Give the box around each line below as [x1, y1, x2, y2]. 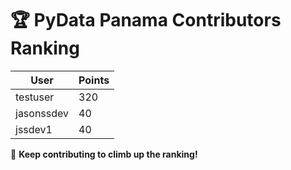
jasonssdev [15, 106, 70, 120]
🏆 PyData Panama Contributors [10, 9, 282, 32]
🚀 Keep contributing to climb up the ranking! [10, 148, 198, 160]
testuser [15, 90, 55, 104]
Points [78, 73, 110, 87]
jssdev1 [15, 122, 53, 136]
